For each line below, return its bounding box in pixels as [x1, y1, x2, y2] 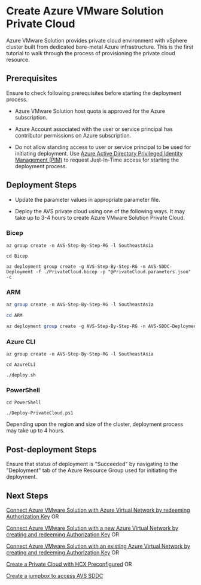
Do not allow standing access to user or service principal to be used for [14, 143, 191, 151]
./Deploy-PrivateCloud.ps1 [6, 410, 74, 416]
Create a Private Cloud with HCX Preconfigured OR [6, 560, 132, 568]
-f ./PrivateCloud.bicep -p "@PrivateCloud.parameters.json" [35, 268, 191, 274]
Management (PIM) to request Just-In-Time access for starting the [14, 156, 179, 163]
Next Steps [6, 491, 48, 501]
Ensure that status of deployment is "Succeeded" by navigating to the [6, 461, 178, 468]
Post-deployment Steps [6, 444, 97, 455]
